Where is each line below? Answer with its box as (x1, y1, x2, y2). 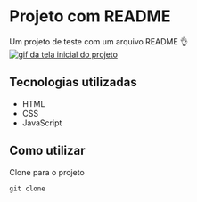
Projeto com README (9, 6, 171, 27)
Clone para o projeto (9, 166, 85, 177)
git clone (9, 184, 46, 193)
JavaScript (21, 117, 62, 128)
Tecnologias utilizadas (9, 75, 137, 90)
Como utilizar (9, 143, 86, 158)
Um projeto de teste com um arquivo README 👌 (9, 36, 189, 46)
